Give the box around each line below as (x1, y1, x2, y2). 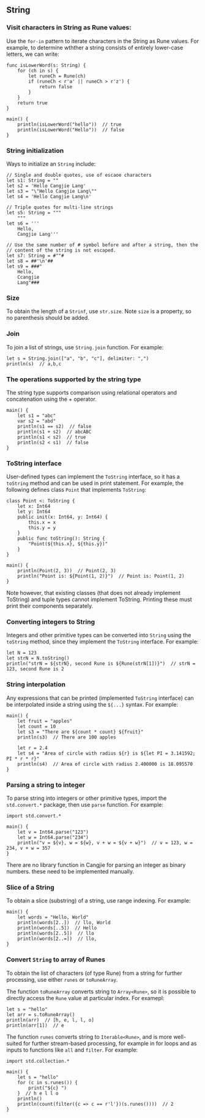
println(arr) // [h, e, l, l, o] (6, 1017, 95, 1023)
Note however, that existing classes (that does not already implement (6, 589, 181, 597)
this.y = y (28, 525, 56, 531)
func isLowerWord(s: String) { (6, 62, 86, 68)
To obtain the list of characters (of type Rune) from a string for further (6, 969, 182, 977)
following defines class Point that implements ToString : (6, 486, 147, 494)
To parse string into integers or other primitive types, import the (6, 794, 167, 802)
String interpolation (6, 680, 66, 689)
